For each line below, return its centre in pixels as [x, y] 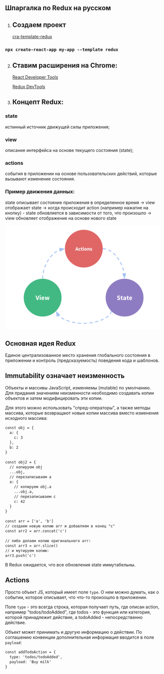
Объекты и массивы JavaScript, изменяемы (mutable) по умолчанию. [78, 387]
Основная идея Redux [41, 343]
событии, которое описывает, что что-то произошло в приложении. [76, 597]
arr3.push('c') [21, 556]
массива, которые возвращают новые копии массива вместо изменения [82, 413]
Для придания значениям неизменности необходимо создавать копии [80, 393]
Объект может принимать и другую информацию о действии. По [74, 632]
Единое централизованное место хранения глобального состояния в [78, 355]
